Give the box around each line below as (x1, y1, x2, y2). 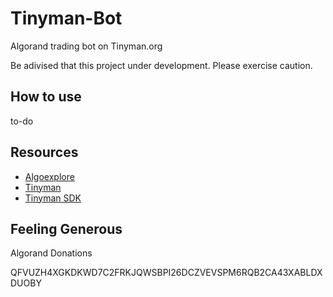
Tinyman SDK (24, 192, 82, 204)
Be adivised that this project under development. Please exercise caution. (10, 59, 313, 71)
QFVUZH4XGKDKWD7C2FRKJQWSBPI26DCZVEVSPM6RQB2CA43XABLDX (10, 267, 323, 279)
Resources (10, 144, 79, 161)
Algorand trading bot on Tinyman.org (10, 40, 163, 52)
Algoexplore (24, 170, 75, 182)
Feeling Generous (10, 220, 123, 237)
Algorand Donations (10, 247, 93, 259)
